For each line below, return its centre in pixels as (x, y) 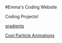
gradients (15, 26)
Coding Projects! (22, 16)
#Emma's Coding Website (31, 7)
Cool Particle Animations (30, 35)
